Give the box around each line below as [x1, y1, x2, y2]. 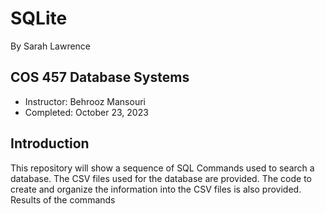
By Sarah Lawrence [10, 40, 92, 52]
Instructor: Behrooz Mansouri [24, 95, 146, 107]
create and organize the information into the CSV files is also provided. [10, 183, 302, 195]
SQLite [10, 7, 68, 30]
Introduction [10, 135, 90, 152]
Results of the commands [10, 193, 116, 206]
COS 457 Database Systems [10, 69, 190, 86]
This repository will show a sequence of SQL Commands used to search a [10, 162, 315, 174]
